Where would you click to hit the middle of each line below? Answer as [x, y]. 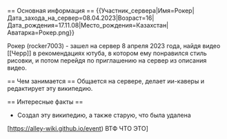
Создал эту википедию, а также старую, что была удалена [104, 115]
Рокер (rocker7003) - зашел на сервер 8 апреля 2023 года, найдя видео [114, 46]
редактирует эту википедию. [50, 88]
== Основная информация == [51, 11]
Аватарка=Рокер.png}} [41, 32]
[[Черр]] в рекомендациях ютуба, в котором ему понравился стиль [107, 53]
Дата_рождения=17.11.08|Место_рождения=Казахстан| [88, 25]
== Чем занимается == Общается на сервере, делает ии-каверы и [106, 81]
